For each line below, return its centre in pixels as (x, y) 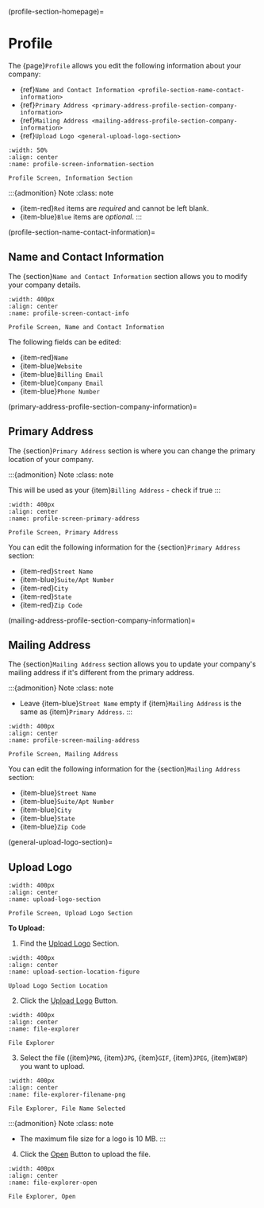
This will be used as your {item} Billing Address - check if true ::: (115, 490)
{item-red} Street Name (56, 571)
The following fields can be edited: (65, 342)
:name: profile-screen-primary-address (74, 519)
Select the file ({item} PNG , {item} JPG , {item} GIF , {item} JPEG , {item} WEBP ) (134, 1058)
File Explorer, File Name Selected (67, 1109)
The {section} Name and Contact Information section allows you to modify (128, 276)
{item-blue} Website (51, 366)
